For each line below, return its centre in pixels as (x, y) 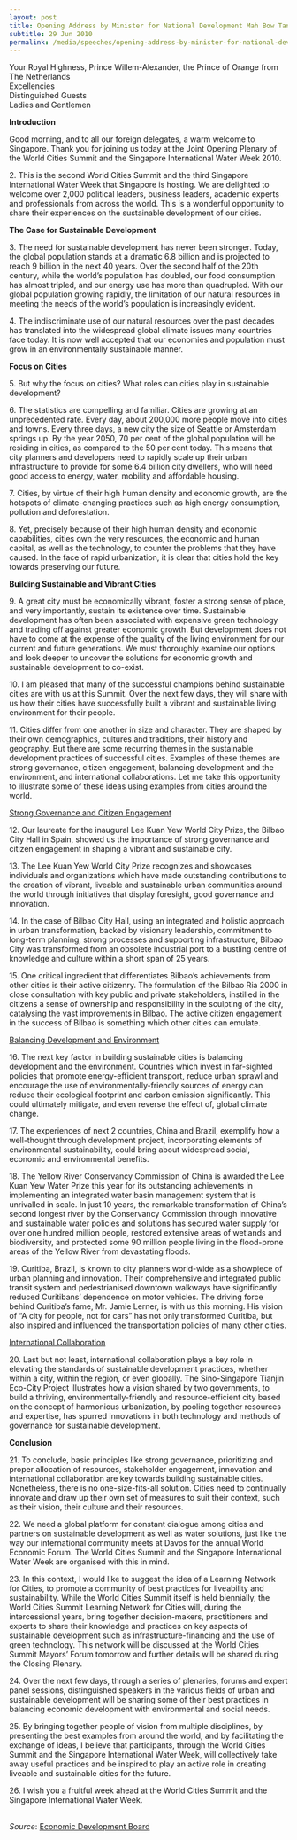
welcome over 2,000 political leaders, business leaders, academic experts (145, 194)
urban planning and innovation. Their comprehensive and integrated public (145, 1278)
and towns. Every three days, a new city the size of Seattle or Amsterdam (143, 429)
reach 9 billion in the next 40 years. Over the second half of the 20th (134, 266)
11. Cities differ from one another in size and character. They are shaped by (146, 730)
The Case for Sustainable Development (83, 230)
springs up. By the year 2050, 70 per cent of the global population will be (142, 439)
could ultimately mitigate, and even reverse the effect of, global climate (138, 1104)
